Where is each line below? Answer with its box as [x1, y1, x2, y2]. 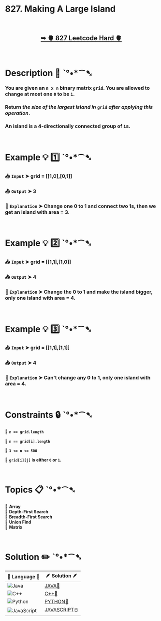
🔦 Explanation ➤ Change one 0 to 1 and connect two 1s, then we [5, 203, 156, 209]
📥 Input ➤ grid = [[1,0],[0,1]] [5, 173, 73, 179]
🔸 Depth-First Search [5, 509, 48, 514]
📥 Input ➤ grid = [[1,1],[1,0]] [5, 258, 72, 265]
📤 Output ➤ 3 [5, 188, 36, 194]
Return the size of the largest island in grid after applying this [5, 104, 153, 111]
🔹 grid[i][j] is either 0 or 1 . [5, 457, 62, 462]
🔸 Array [5, 503, 21, 510]
